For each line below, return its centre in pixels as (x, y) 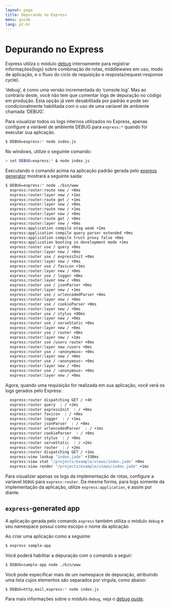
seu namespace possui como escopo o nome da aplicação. (67, 526)
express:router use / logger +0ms (46, 276)
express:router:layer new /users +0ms (51, 347)
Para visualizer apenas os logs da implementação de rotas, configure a (80, 476)
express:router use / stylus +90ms (48, 314)
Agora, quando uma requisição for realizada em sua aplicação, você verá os (85, 385)
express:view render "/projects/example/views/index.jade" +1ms (79, 466)
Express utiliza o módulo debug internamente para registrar (68, 64)
